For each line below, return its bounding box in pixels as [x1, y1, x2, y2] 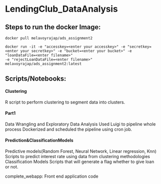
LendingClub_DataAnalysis [5, 3, 118, 15]
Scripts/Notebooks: [5, 75, 66, 83]
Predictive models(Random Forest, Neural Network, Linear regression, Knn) [5, 148, 157, 154]
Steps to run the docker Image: [5, 23, 101, 31]
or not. [5, 164, 19, 169]
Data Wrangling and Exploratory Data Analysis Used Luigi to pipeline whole [5, 121, 156, 127]
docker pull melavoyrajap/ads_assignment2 [5, 36, 93, 41]
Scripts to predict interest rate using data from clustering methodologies [5, 154, 150, 159]
